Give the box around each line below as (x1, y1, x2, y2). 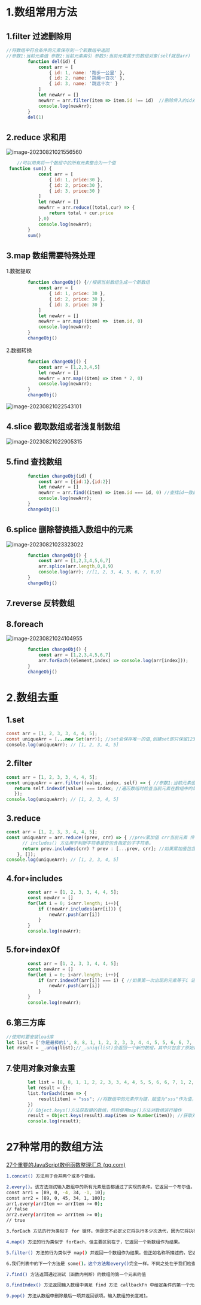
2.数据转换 (6, 347, 32, 354)
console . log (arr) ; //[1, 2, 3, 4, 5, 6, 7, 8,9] (38, 569, 162, 575)
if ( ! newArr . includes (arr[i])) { (38, 906, 121, 912)
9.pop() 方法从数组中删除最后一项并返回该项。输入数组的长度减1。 (6, 1293, 151, 1299)
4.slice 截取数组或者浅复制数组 (6, 421, 121, 432)
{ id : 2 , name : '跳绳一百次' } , (48, 75, 126, 81)
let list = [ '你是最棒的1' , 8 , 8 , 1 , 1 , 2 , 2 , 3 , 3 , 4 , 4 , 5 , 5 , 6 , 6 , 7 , (6, 1039, 193, 1045)
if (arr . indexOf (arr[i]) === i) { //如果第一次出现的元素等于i (38, 977, 188, 984)
